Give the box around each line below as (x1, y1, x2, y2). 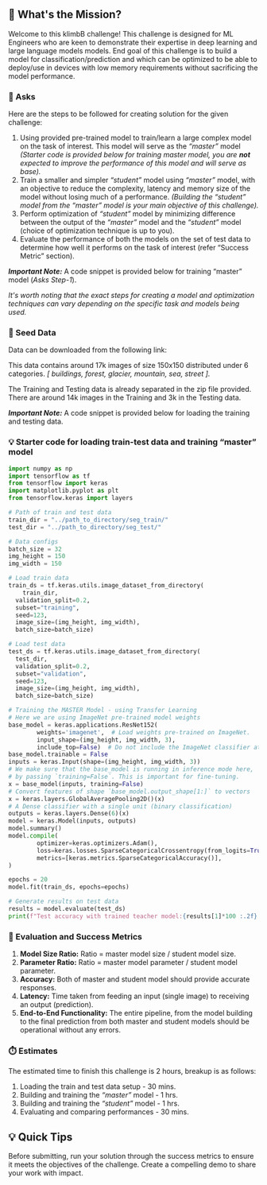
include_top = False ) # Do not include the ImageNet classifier (37, 743, 250, 751)
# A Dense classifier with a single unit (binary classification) (8, 802, 233, 811)
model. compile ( (8, 832, 59, 840)
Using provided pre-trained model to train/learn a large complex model (19, 133, 252, 143)
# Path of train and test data (8, 509, 112, 517)
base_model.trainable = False (8, 750, 109, 759)
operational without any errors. (19, 1025, 122, 1035)
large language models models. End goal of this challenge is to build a (8, 45, 238, 56)
